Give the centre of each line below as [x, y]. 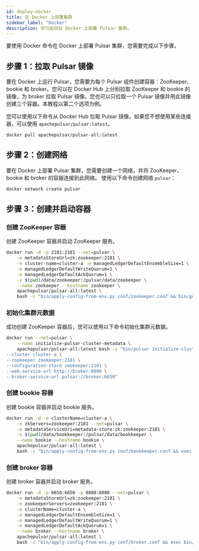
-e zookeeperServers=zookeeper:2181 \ [65, 504]
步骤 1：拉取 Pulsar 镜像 [50, 66]
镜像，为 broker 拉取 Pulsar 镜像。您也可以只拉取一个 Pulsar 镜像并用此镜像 [99, 97]
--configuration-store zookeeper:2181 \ [57, 366]
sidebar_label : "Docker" [37, 23]
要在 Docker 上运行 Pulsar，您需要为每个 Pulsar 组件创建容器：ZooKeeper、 [99, 82]
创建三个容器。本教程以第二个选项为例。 [55, 104]
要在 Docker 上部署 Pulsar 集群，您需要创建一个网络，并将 [78, 170]
